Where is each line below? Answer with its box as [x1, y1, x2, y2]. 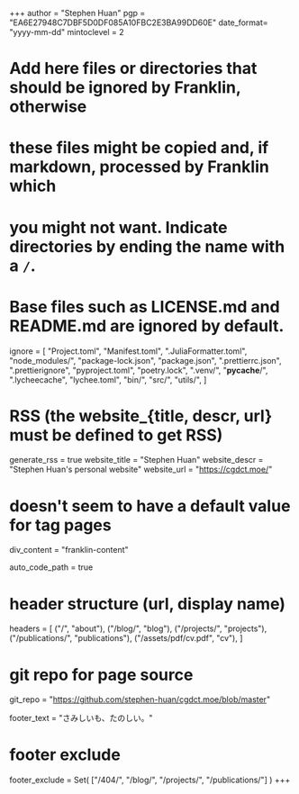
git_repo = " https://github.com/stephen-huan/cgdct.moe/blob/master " [9, 694, 271, 705]
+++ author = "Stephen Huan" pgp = [9, 8, 146, 18]
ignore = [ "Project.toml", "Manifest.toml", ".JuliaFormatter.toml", [9, 346, 248, 356]
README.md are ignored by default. [9, 315, 285, 336]
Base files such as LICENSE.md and [9, 296, 281, 317]
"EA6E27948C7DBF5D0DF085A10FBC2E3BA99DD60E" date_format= [9, 17, 268, 28]
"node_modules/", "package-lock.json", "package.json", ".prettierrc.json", [9, 355, 282, 365]
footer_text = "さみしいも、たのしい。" [9, 713, 153, 724]
